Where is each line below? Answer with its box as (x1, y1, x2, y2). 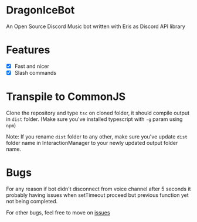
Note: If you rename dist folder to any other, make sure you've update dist (6, 133, 188, 140)
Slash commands (14, 69, 57, 76)
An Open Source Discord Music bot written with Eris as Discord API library (6, 23, 186, 30)
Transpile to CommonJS (6, 90, 126, 103)
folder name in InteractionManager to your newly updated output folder (6, 139, 178, 146)
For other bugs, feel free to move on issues (6, 209, 110, 216)
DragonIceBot (6, 4, 75, 17)
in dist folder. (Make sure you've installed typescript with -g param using (6, 115, 183, 123)
